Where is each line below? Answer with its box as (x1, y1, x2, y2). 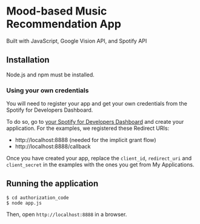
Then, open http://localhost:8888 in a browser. (6, 211, 127, 218)
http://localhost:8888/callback (15, 143, 91, 150)
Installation (6, 55, 50, 65)
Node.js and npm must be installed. (6, 71, 95, 78)
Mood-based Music (6, 4, 107, 18)
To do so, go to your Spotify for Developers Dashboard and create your (6, 118, 184, 126)
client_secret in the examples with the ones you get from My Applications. (6, 161, 195, 168)
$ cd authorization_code (6, 194, 69, 201)
